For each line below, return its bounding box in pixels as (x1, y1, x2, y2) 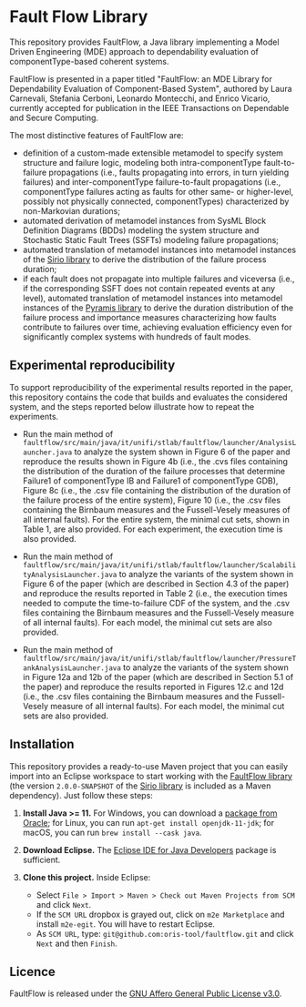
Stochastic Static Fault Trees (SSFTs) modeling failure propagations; (22, 234, 280, 245)
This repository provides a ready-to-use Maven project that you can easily (9, 760, 289, 771)
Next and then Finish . (36, 938, 118, 949)
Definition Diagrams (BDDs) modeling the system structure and (22, 225, 260, 236)
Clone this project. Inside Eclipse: (22, 871, 151, 882)
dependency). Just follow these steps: (9, 789, 153, 800)
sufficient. (22, 854, 61, 865)
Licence (9, 963, 56, 980)
